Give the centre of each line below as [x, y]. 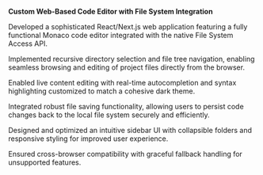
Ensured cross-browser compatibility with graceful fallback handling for [126, 154]
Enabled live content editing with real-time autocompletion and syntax [122, 83]
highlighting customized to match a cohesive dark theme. [102, 91]
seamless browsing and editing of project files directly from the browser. [127, 67]
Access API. [28, 44]
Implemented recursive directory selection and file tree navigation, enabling [131, 59]
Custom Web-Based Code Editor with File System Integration [111, 11]
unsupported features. [45, 162]
